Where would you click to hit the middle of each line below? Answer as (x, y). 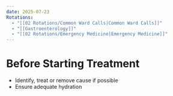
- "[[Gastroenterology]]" (44, 28)
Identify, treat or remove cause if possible (66, 80)
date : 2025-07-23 (28, 12)
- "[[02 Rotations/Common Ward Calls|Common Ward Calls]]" (87, 23)
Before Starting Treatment (73, 64)
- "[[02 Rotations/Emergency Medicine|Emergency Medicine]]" (90, 34)
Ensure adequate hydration (48, 87)
